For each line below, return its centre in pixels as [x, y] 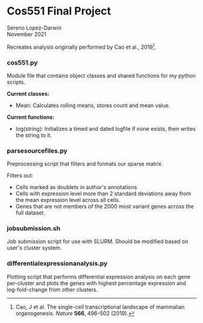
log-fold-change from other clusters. [52, 289]
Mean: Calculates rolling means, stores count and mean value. [93, 105]
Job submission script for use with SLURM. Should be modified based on [98, 242]
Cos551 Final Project [59, 11]
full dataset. [30, 213]
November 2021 [27, 34]
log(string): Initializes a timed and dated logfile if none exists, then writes [106, 128]
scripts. [16, 82]
